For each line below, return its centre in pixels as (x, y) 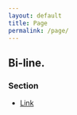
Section (23, 85)
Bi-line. (27, 63)
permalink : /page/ (38, 30)
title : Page (28, 23)
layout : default (35, 16)
